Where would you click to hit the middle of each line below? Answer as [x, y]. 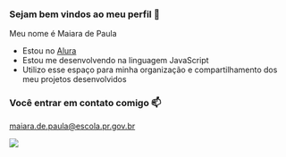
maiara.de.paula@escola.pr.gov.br [72, 126]
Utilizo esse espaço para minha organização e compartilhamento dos [150, 70]
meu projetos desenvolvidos [74, 79]
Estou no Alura [49, 51]
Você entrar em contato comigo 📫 [85, 103]
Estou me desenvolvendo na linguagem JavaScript [115, 61]
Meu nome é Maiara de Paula [63, 34]
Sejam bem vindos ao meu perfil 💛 [85, 14]
